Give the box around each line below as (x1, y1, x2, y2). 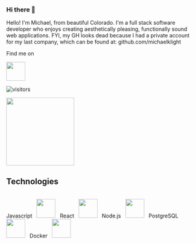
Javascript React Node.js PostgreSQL (6, 212, 179, 219)
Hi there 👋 (6, 5, 36, 14)
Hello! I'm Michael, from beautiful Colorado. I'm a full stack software (6, 19, 176, 27)
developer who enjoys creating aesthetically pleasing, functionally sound (6, 25, 188, 33)
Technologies (6, 176, 59, 186)
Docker (29, 232, 48, 240)
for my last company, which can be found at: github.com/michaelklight (6, 39, 182, 46)
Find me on (6, 50, 34, 57)
